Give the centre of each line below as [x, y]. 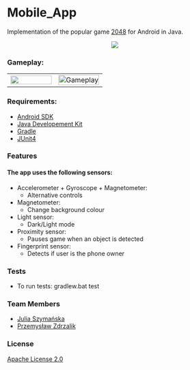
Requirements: [32, 102]
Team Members [33, 303]
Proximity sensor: [42, 231]
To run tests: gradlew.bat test [58, 286]
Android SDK [35, 116]
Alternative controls [55, 195]
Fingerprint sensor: [44, 246]
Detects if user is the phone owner [76, 253]
